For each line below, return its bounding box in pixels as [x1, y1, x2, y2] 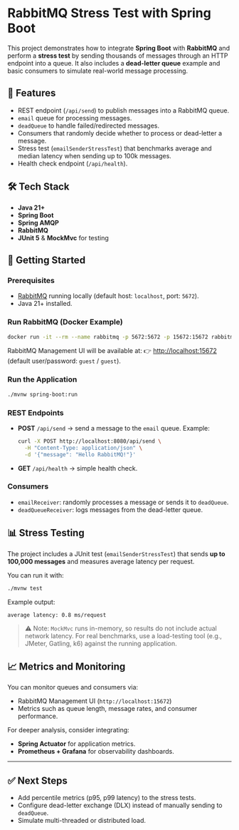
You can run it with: [7, 570, 64, 579]
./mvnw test [7, 585, 43, 592]
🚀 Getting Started [7, 254, 86, 266]
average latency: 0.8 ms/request [7, 611, 107, 618]
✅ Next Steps [7, 774, 68, 787]
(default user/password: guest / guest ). [7, 357, 121, 365]
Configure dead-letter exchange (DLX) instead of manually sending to [17, 801, 223, 810]
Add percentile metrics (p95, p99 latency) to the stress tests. [17, 794, 196, 802]
